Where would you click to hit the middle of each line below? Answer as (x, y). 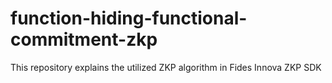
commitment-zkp (84, 39)
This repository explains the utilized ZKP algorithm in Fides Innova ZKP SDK (166, 67)
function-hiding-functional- (129, 18)
